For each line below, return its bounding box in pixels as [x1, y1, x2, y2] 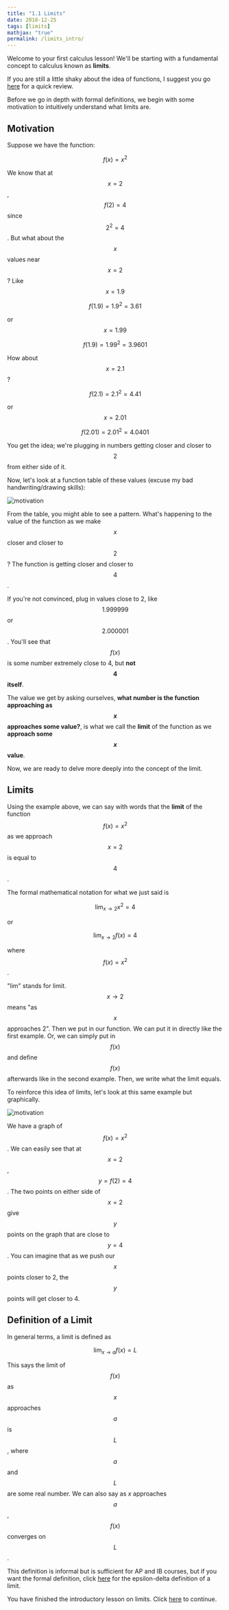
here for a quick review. [7, 82, 74, 91]
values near [7, 255, 40, 264]
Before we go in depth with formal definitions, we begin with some [7, 95, 195, 104]
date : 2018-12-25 [7, 16, 57, 23]
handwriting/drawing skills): [7, 483, 86, 491]
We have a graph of [7, 1122, 63, 1130]
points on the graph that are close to [7, 1230, 110, 1238]
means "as [7, 1003, 38, 1011]
